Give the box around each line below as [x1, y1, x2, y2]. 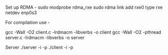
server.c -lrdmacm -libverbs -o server [5, 35, 85, 40]
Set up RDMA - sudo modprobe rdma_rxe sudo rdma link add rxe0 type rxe [5, 5, 163, 10]
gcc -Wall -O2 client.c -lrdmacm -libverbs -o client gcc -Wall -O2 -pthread [5, 29, 161, 35]
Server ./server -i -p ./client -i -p [5, 44, 73, 50]
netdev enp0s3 [5, 10, 37, 16]
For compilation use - [5, 20, 50, 25]
